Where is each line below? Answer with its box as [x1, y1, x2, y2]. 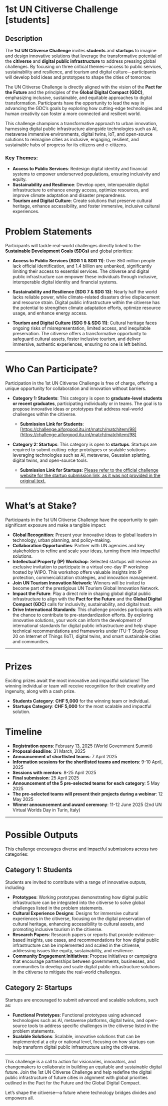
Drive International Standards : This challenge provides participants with [12, 607, 162, 613]
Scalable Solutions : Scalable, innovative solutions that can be [12, 1033, 140, 1039]
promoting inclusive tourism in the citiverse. [12, 926, 103, 932]
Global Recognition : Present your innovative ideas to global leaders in [12, 532, 157, 538]
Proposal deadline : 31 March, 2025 [12, 748, 86, 754]
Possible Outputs [5, 829, 78, 841]
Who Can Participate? [5, 363, 98, 375]
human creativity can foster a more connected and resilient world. [5, 111, 141, 117]
